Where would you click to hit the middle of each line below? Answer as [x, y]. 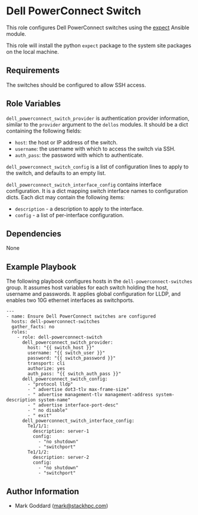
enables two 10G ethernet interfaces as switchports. [70, 300]
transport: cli [47, 363]
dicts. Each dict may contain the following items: [66, 197]
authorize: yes [47, 369]
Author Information [43, 491]
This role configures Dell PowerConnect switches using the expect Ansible [98, 27]
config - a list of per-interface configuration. [69, 215]
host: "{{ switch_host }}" [61, 348]
